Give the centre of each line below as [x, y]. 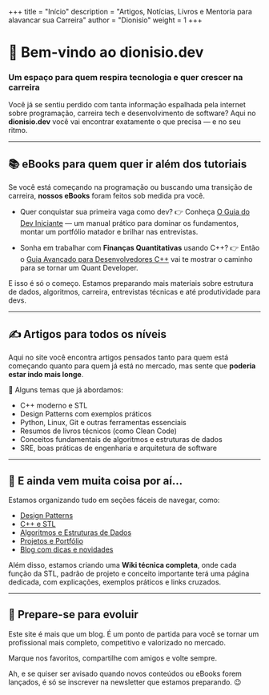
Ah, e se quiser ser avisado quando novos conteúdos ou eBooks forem [125, 673]
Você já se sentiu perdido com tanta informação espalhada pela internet [127, 105]
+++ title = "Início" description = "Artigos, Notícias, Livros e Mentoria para [130, 12]
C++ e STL [38, 524]
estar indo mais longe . [46, 375]
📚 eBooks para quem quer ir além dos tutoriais [128, 164]
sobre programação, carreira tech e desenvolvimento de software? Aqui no [132, 113]
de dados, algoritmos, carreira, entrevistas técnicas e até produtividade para [134, 292]
